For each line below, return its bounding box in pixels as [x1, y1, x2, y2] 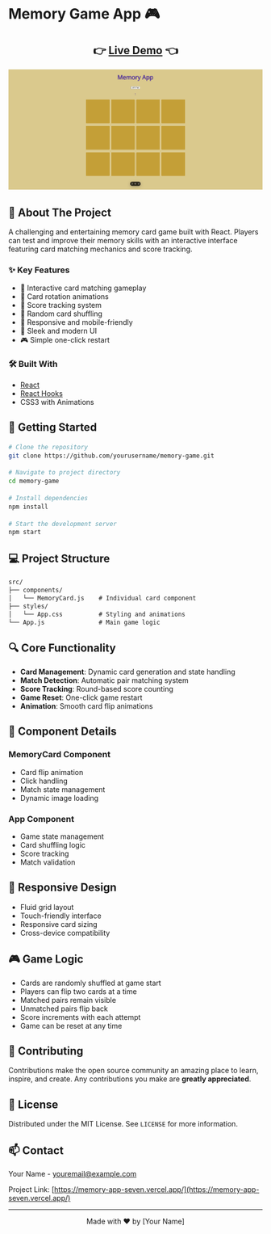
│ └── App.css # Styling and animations [8, 610, 186, 619]
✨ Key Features [8, 264, 70, 276]
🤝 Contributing [8, 1044, 84, 1058]
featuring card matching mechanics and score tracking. [8, 244, 193, 254]
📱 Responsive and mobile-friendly [19, 317, 133, 326]
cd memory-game [8, 477, 60, 486]
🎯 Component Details [8, 725, 117, 739]
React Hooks [19, 388, 63, 398]
